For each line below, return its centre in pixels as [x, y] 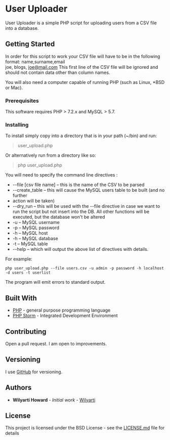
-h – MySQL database [35, 239]
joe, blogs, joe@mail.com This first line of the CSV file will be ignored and [82, 67]
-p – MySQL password [36, 228]
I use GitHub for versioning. [34, 372]
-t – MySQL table [30, 244]
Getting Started [30, 44]
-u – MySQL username [36, 223]
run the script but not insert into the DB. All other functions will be [81, 212]
